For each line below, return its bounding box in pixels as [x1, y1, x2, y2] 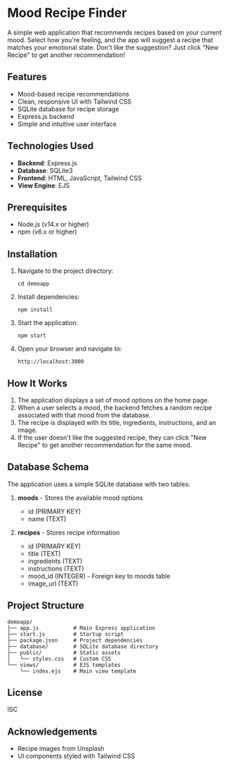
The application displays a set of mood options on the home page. [17, 396, 209, 404]
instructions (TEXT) [27, 564, 84, 573]
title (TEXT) [27, 549, 61, 557]
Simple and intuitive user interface [17, 120, 117, 128]
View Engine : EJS [17, 181, 70, 189]
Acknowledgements [7, 725, 98, 737]
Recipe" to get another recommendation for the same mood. [17, 441, 192, 449]
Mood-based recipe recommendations [17, 89, 130, 98]
